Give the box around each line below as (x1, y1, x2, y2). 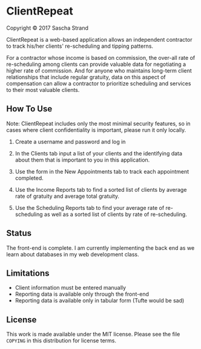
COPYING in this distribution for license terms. (6, 337, 117, 344)
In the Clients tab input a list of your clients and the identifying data (15, 149, 183, 157)
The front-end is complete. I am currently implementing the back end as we (6, 244, 195, 252)
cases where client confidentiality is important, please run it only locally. (6, 126, 186, 134)
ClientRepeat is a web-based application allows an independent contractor (6, 36, 193, 43)
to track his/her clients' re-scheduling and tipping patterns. (6, 42, 153, 50)
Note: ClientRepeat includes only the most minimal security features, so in (6, 120, 191, 127)
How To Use (6, 104, 53, 114)
